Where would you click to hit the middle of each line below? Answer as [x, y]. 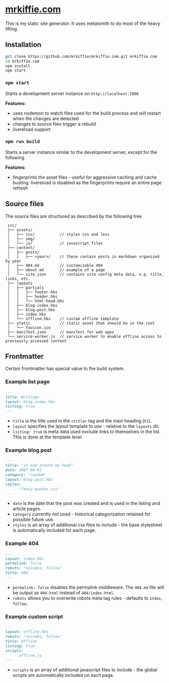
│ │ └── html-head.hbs [36, 301]
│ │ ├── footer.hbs [32, 292]
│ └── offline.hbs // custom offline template [63, 319]
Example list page [28, 382]
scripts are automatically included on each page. [63, 675]
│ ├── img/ [21, 239]
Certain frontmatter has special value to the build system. [65, 368]
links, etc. [18, 279]
